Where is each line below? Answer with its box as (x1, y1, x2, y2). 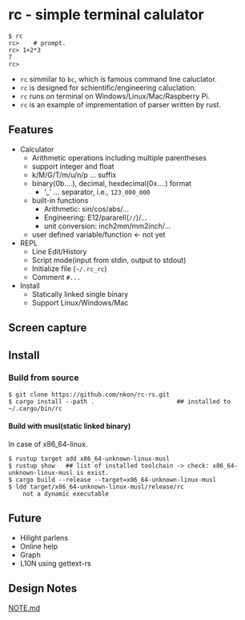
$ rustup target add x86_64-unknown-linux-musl (8, 455, 171, 463)
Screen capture (8, 321, 87, 334)
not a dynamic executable (22, 490, 110, 498)
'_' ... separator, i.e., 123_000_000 (43, 187, 151, 197)
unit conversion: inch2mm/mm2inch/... (43, 221, 171, 230)
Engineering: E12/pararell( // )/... (43, 213, 147, 222)
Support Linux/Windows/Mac (31, 298, 129, 307)
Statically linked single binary (31, 289, 129, 298)
